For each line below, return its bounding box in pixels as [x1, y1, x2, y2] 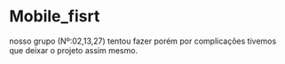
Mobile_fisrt [9, 6, 100, 27]
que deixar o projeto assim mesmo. [9, 44, 139, 55]
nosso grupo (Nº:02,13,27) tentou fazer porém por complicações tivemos [9, 36, 277, 46]
